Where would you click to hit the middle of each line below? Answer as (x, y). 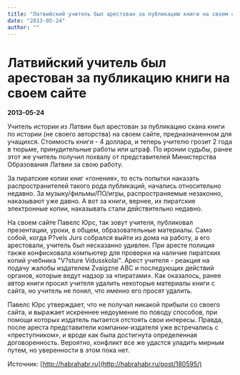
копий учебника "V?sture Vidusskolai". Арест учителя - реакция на (109, 261)
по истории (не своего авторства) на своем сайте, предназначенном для (120, 134)
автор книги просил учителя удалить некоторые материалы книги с (111, 284)
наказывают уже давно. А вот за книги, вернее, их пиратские (101, 201)
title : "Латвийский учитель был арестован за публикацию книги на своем (118, 14)
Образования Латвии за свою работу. (65, 164)
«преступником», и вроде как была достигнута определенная (102, 335)
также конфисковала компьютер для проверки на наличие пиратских (114, 253)
